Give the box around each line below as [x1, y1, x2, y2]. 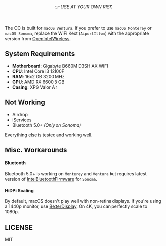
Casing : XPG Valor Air [12, 84, 58, 90]
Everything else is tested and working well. [5, 132, 93, 138]
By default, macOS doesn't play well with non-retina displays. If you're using [5, 198, 161, 204]
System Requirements [5, 50, 75, 58]
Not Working [5, 98, 46, 107]
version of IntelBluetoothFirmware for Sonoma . [5, 176, 98, 182]
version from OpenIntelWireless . [5, 36, 71, 41]
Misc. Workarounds [5, 146, 67, 154]
